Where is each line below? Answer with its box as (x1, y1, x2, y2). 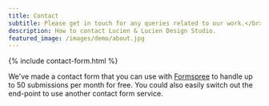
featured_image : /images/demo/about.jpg (8, 34, 146, 43)
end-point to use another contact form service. (8, 89, 163, 99)
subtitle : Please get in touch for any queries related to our (8, 19, 224, 27)
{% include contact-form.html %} (8, 56, 118, 66)
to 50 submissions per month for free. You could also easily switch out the (8, 80, 254, 90)
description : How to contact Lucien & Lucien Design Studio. (8, 26, 217, 35)
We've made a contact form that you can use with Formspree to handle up (8, 71, 254, 81)
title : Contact (8, 11, 59, 20)
